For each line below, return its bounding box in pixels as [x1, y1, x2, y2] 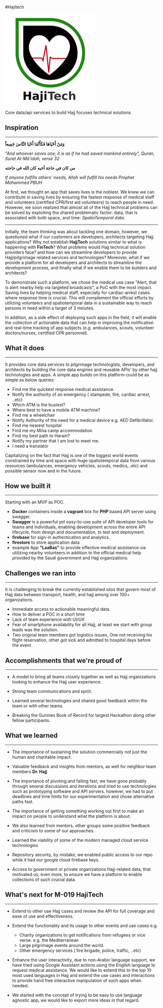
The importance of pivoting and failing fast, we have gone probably [12, 778, 147, 784]
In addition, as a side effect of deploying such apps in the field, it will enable [5, 314, 157, 320]
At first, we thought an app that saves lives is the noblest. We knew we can [5, 189, 155, 195]
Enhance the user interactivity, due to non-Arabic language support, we [12, 957, 155, 962]
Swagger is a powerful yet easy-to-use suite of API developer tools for [12, 519, 154, 525]
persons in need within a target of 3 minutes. [5, 305, 95, 311]
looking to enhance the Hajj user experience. [12, 679, 102, 685]
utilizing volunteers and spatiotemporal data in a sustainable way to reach [5, 300, 152, 306]
